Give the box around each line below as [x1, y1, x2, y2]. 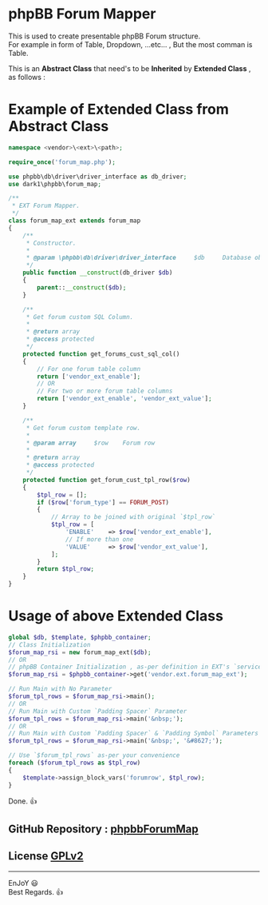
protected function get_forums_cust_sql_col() [22, 349, 180, 358]
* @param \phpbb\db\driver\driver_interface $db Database [26, 253, 251, 262]
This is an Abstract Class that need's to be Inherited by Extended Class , [8, 63, 251, 73]
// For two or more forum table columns [37, 387, 173, 396]
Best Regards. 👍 [8, 887, 64, 896]
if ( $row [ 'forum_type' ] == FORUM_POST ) [37, 498, 170, 506]
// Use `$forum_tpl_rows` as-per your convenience [8, 752, 180, 759]
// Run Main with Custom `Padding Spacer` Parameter [8, 707, 187, 716]
